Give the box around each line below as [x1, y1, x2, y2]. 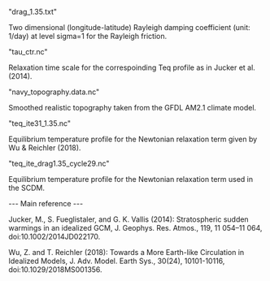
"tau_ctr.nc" [8, 47, 48, 56]
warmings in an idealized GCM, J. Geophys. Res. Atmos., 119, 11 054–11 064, [8, 223, 263, 232]
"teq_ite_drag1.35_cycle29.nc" [8, 158, 110, 168]
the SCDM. [8, 183, 45, 192]
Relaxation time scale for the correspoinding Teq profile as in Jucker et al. [8, 63, 256, 72]
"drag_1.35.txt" [8, 7, 58, 16]
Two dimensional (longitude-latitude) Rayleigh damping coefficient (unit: [8, 23, 250, 32]
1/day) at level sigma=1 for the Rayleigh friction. [8, 32, 168, 41]
